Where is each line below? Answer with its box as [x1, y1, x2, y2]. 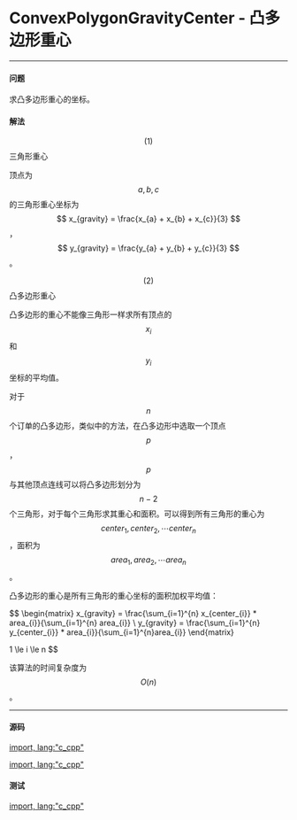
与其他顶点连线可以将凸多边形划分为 [9, 479, 141, 490]
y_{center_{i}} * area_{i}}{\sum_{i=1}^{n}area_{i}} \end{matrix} [9, 626, 234, 638]
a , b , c [138, 184, 159, 195]
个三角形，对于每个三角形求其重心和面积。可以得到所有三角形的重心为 [9, 508, 265, 519]
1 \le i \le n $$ [9, 644, 59, 654]
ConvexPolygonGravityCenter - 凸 [9, 8, 265, 28]
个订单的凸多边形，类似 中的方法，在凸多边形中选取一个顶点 [9, 420, 226, 430]
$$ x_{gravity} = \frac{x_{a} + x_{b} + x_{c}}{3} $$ [56, 213, 241, 224]
